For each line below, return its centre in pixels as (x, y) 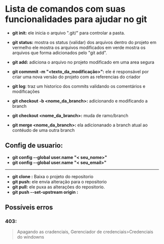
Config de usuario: (34, 146)
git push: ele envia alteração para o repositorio (60, 182)
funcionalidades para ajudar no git (76, 19)
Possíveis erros (29, 208)
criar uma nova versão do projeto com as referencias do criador (76, 77)
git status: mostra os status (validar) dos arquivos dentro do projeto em (84, 42)
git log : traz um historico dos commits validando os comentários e (79, 86)
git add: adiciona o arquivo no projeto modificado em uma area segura (83, 62)
